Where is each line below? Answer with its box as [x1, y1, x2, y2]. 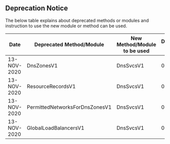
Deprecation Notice [5, 4, 68, 13]
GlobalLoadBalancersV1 [27, 124, 84, 131]
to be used [123, 47, 150, 54]
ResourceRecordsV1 [27, 83, 76, 90]
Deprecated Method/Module [34, 41, 105, 48]
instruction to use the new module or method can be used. [5, 23, 127, 29]
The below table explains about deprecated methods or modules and [5, 17, 149, 23]
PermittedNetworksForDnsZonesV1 [27, 103, 112, 110]
